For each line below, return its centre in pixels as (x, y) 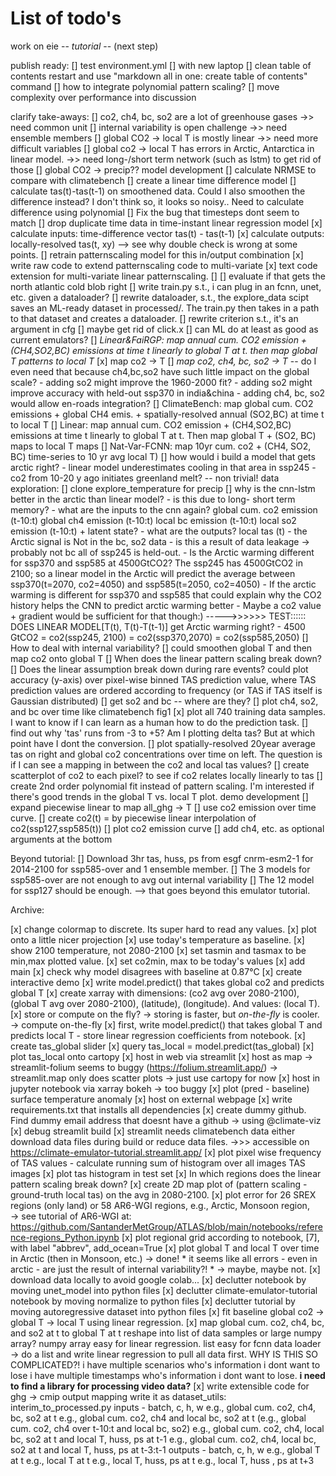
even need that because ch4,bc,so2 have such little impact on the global (160, 371)
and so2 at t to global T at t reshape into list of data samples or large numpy (166, 1333)
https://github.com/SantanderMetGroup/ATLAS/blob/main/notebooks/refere (166, 1226)
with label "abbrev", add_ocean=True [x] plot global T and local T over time (165, 1248)
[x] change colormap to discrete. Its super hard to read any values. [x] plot (163, 929)
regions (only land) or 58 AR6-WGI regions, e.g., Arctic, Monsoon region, (160, 1205)
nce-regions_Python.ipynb (65, 1237)
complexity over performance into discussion (103, 97)
